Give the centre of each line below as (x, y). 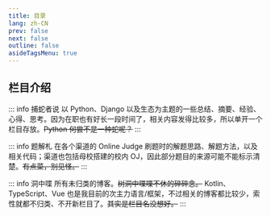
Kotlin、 (217, 183)
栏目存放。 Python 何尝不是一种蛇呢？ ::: (75, 129)
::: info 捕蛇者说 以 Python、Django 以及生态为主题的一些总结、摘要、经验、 (134, 109)
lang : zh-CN (28, 23)
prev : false (28, 31)
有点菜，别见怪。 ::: (55, 166)
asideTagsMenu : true (43, 53)
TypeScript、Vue (37, 193)
